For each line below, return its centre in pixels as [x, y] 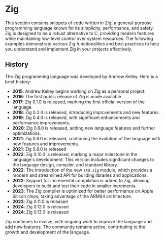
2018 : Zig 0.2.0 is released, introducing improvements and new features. [86, 112]
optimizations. [27, 133]
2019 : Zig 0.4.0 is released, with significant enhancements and [76, 118]
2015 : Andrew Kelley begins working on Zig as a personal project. [79, 91]
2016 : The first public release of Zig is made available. [67, 96]
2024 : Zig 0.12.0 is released [40, 206]
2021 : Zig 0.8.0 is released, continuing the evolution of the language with [86, 138]
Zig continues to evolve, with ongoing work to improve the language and [78, 221]
